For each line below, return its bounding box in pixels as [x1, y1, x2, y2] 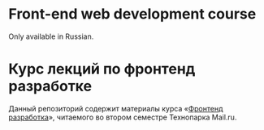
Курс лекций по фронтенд [8, 60, 196, 78]
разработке [8, 78, 92, 95]
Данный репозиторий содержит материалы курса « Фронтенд [8, 103, 223, 113]
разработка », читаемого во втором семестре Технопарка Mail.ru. [8, 112, 237, 122]
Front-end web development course [8, 5, 257, 23]
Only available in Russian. [8, 31, 94, 41]
